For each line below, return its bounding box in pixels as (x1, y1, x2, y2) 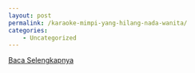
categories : (8, 26, 48, 34)
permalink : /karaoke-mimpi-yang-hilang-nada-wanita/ (8, 19, 188, 27)
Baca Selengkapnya (8, 56, 74, 65)
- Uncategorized (22, 33, 78, 42)
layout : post (8, 11, 52, 20)
